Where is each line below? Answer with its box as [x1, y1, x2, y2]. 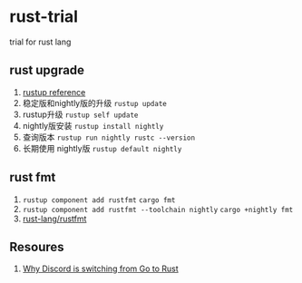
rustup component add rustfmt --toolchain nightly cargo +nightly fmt [22, 205, 294, 214]
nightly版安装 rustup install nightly [22, 120, 164, 131]
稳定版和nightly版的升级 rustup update [22, 97, 168, 108]
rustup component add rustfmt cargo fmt [22, 195, 176, 205]
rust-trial [9, 6, 79, 27]
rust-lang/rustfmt [22, 213, 87, 224]
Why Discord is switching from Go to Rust [22, 263, 179, 274]
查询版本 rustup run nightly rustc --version [22, 132, 196, 142]
